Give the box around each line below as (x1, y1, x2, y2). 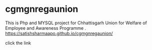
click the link (5, 40, 31, 46)
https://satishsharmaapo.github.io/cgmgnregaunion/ (5, 30, 113, 36)
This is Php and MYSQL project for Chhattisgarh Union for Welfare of (5, 20, 147, 26)
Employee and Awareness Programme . (5, 25, 86, 31)
